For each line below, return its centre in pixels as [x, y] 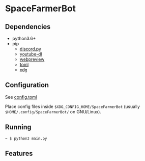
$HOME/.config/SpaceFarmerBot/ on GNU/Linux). [53, 111]
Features [19, 153]
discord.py [30, 49]
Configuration [27, 85]
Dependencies [28, 27]
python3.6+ [24, 38]
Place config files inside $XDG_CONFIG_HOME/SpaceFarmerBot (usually [72, 107]
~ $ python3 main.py [26, 138]
